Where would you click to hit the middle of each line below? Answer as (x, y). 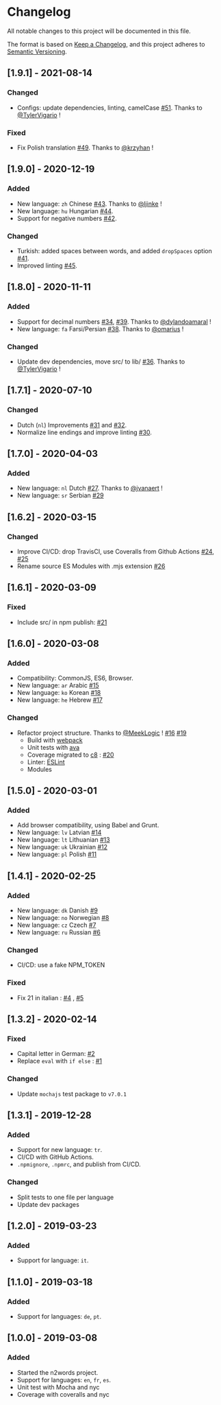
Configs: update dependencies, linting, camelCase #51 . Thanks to (110, 108)
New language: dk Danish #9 (57, 910)
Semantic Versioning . (37, 51)
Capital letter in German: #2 (56, 1054)
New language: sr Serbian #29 (60, 495)
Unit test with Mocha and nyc (58, 1387)
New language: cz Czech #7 (56, 925)
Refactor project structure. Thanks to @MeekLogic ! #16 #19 (102, 733)
